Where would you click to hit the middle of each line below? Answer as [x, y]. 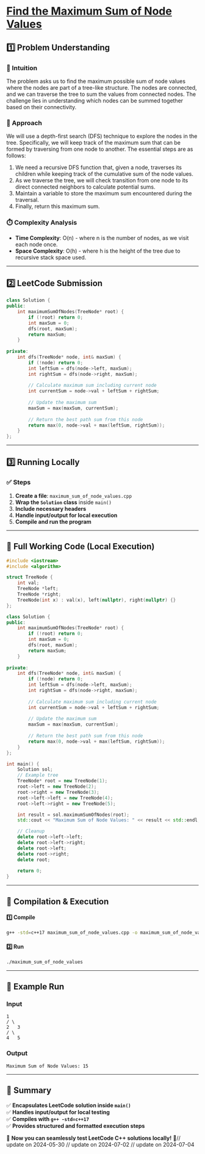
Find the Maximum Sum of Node [89, 11]
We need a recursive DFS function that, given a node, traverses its [98, 168]
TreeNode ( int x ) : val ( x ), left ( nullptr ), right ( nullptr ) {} [97, 600]
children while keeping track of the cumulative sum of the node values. [104, 174]
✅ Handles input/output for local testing [58, 1112]
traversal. [27, 200]
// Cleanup [31, 831]
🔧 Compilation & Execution [58, 901]
